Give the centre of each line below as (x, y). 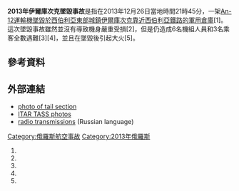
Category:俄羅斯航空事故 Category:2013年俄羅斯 (79, 136)
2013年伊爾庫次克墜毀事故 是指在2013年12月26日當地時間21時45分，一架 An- (119, 11)
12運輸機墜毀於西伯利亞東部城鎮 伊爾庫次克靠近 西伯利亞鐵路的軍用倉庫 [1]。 (117, 20)
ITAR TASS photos (44, 114)
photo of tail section (47, 107)
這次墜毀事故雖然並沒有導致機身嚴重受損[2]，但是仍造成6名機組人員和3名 (116, 29)
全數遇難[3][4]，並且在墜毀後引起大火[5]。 (76, 38)
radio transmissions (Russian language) (76, 122)
